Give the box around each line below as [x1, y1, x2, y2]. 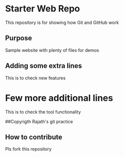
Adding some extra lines [5, 62, 82, 70]
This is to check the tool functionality [5, 109, 81, 115]
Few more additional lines [5, 92, 114, 104]
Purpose [5, 34, 32, 42]
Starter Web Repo [5, 3, 80, 14]
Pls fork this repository [5, 146, 52, 152]
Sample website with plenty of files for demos [5, 47, 100, 53]
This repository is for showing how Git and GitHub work [5, 19, 119, 25]
